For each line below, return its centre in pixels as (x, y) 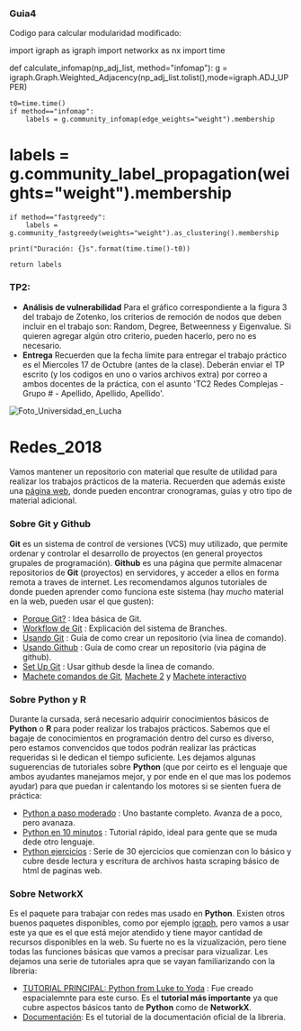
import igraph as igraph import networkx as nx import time (117, 50)
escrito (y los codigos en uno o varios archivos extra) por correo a (145, 374)
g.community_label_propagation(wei (150, 174)
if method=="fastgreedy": (58, 218)
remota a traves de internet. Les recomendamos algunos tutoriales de (138, 582)
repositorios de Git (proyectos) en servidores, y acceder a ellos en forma (144, 572)
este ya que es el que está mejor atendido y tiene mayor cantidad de (136, 933)
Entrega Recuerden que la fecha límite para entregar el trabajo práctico (155, 355)
